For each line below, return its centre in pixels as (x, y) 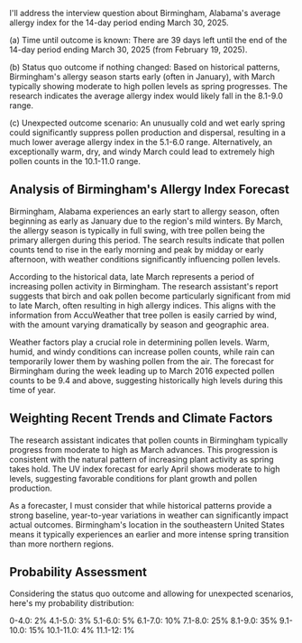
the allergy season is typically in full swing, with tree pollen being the (137, 230)
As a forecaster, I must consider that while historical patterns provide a (141, 505)
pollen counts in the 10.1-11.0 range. (75, 161)
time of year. (33, 390)
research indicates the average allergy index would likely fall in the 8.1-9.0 (146, 96)
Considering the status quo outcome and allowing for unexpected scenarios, (151, 593)
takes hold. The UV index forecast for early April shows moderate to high (145, 469)
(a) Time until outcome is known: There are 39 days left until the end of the (148, 40)
